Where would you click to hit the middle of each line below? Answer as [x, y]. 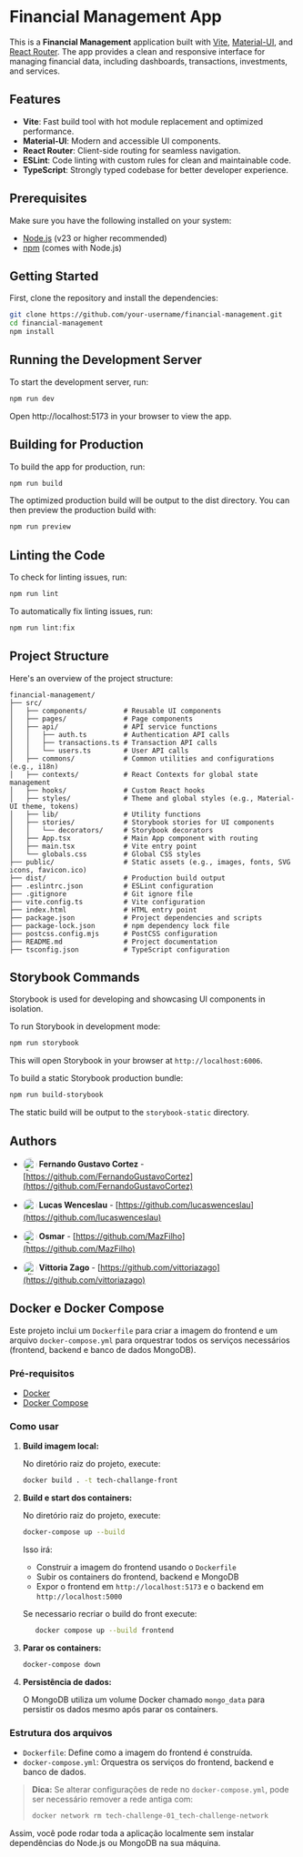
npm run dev [32, 399]
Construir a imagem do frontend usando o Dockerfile [136, 1568]
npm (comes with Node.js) [72, 247]
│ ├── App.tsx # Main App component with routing [134, 838]
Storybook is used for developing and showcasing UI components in [137, 999]
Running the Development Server [106, 360]
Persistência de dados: [67, 1681]
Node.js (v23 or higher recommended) [95, 237]
